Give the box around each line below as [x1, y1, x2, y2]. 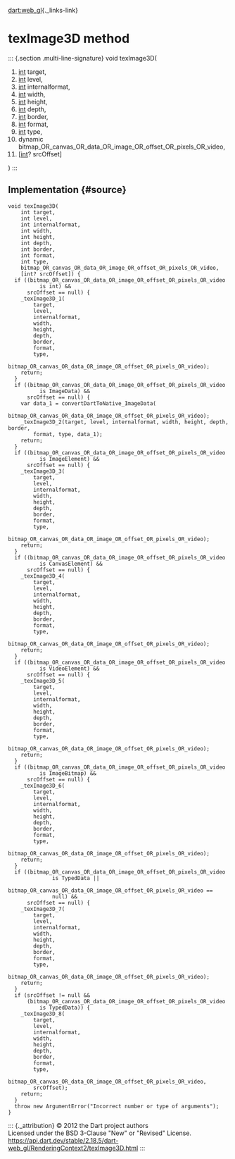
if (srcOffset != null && [14, 991, 91, 999]
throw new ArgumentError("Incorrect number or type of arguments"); [14, 1103, 220, 1110]
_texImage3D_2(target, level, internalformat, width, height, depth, [20, 419, 229, 426]
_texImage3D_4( [20, 572, 65, 580]
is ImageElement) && [39, 455, 100, 462]
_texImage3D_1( [20, 295, 65, 302]
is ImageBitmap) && [39, 769, 97, 777]
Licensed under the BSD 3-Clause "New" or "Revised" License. [8, 1129, 192, 1137]
